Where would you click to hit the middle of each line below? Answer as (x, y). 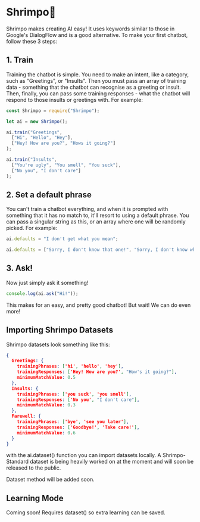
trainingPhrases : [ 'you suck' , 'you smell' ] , (74, 394)
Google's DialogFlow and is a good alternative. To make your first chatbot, (97, 35)
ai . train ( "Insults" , (32, 160)
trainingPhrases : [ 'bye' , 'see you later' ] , (73, 422)
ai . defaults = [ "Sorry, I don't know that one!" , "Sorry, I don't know (97, 250)
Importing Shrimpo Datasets (60, 330)
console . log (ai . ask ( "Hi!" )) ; (42, 293)
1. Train (20, 60)
